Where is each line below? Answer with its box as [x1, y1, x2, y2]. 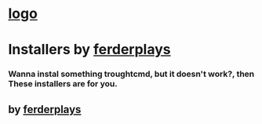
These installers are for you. [8, 78, 118, 89]
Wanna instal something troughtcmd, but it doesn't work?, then [8, 68, 255, 79]
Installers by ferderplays [8, 41, 171, 59]
